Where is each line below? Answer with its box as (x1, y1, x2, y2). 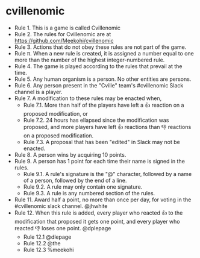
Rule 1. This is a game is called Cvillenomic (14, 24, 121, 31)
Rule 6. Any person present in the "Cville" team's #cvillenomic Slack (14, 81, 184, 89)
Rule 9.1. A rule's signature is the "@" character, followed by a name (23, 170, 192, 177)
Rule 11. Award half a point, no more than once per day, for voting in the (14, 196, 192, 203)
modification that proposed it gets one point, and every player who (14, 218, 180, 225)
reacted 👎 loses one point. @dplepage (14, 224, 111, 231)
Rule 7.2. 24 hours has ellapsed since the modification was (23, 116, 169, 124)
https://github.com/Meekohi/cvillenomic (14, 37, 114, 44)
